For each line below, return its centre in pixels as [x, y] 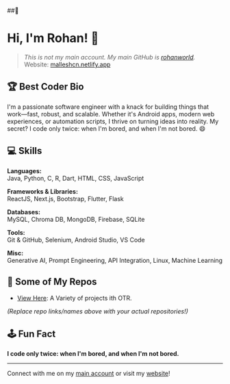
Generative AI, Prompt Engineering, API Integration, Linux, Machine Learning [115, 260]
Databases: [24, 212]
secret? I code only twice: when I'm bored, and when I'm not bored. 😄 [106, 128]
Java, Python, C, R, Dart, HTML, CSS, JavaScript [76, 178]
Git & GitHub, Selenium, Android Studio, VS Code [76, 240]
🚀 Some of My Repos [52, 282]
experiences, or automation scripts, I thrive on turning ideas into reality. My [113, 121]
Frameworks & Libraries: [43, 191]
